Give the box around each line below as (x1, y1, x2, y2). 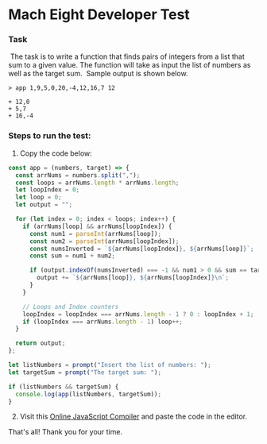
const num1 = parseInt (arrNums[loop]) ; (29, 230, 161, 237)
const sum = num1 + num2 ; (29, 252, 115, 260)
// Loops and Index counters (22, 303, 119, 311)
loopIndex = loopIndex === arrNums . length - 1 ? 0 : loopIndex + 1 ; (22, 310, 254, 319)
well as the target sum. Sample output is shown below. (8, 69, 188, 79)
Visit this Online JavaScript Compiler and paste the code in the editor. (19, 411, 248, 422)
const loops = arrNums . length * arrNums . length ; (15, 179, 180, 187)
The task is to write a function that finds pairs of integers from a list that (10, 52, 245, 61)
